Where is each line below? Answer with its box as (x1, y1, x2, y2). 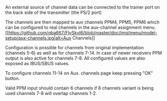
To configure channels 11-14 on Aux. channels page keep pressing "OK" (5, 70, 153, 76)
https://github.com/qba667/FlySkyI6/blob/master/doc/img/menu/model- (8, 30, 157, 35)
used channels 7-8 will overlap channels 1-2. (5, 91, 97, 96)
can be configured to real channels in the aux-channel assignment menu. (5, 24, 156, 30)
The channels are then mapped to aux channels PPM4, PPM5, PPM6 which (5, 19, 160, 25)
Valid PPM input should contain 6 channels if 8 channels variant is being (5, 85, 154, 91)
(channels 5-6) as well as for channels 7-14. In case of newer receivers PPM (5, 50, 162, 56)
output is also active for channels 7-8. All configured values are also (5, 55, 145, 61)
